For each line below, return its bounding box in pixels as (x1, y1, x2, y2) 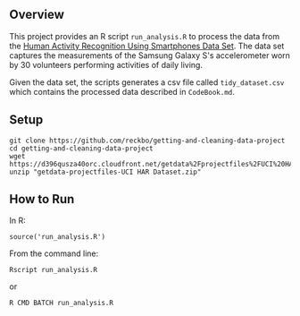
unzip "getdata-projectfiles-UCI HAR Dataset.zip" (9, 167, 202, 176)
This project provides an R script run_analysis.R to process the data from (9, 30, 279, 41)
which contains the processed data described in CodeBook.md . (9, 86, 235, 97)
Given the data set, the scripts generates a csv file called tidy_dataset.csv (9, 76, 285, 88)
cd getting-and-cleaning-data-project (9, 143, 154, 153)
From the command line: (9, 248, 99, 259)
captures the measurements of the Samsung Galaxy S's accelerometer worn (9, 49, 290, 61)
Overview (9, 7, 65, 22)
